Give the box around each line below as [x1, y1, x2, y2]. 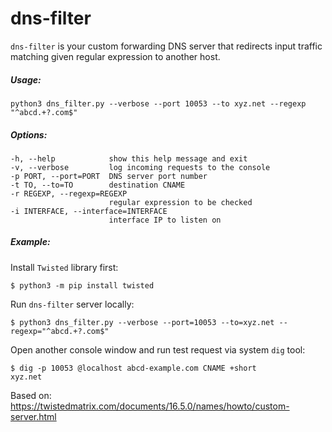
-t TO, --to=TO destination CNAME [10, 180, 186, 190]
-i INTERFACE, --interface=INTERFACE [10, 206, 168, 216]
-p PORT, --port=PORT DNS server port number [10, 171, 208, 181]
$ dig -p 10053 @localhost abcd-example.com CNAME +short [10, 363, 257, 373]
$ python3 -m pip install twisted [10, 280, 155, 291]
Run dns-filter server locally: [10, 298, 135, 310]
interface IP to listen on [108, 215, 222, 225]
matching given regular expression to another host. [10, 50, 221, 62]
